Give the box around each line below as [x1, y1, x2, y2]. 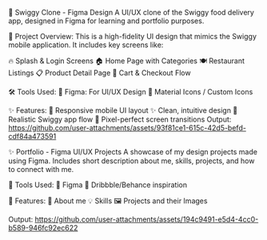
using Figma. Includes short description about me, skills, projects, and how [8, 156, 255, 166]
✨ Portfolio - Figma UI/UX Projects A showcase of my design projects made [8, 147, 258, 156]
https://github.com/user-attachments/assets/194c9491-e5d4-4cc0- [34, 214, 259, 224]
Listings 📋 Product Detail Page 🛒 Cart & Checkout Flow [8, 68, 191, 78]
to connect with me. [8, 165, 74, 174]
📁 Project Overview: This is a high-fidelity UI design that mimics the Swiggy [8, 32, 257, 41]
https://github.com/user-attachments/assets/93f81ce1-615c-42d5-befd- [8, 123, 246, 132]
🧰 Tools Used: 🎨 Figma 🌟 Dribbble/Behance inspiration [8, 180, 188, 190]
